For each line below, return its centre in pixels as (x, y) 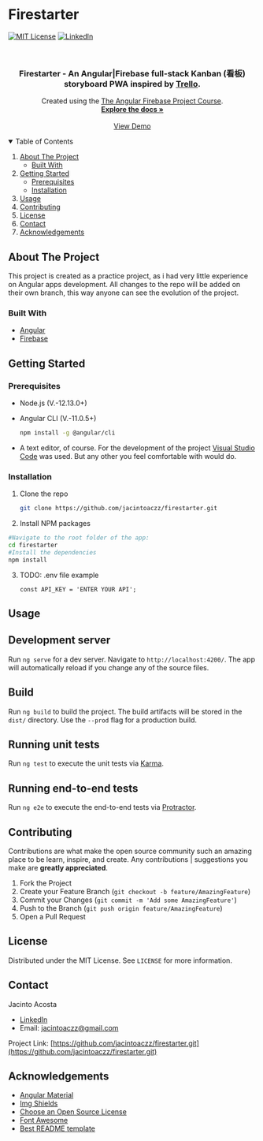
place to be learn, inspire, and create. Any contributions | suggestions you (128, 859)
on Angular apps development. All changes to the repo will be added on (124, 285)
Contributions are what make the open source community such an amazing (130, 851)
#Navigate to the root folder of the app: (79, 538)
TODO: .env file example (59, 575)
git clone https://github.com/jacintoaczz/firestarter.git (119, 509)
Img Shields (39, 1104)
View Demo (132, 126)
